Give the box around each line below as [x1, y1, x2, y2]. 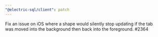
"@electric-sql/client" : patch [5, 7, 70, 12]
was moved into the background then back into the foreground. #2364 [5, 26, 149, 32]
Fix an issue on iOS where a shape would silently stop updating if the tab [5, 21, 153, 27]
